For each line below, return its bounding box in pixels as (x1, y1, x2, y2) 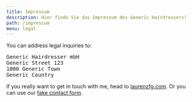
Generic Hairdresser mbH (6, 53, 79, 61)
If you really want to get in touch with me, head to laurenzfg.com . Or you (6, 83, 186, 90)
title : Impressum (6, 8, 50, 15)
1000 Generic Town (6, 65, 61, 73)
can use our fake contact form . (6, 89, 83, 97)
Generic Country (6, 71, 54, 79)
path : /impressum (6, 20, 50, 26)
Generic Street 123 (6, 59, 64, 67)
